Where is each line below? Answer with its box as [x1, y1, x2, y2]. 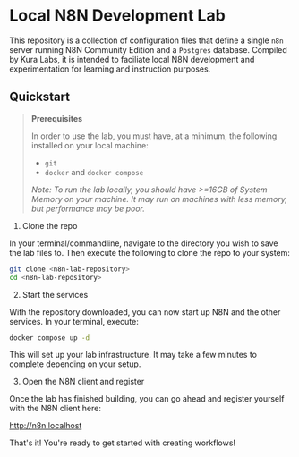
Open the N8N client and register [21, 377, 145, 387]
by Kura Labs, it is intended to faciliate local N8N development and [9, 54, 255, 64]
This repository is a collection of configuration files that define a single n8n [9, 35, 284, 46]
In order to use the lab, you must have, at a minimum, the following [30, 131, 278, 141]
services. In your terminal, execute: [9, 316, 139, 326]
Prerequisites [30, 113, 83, 123]
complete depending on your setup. [9, 359, 141, 369]
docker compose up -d [9, 333, 90, 343]
